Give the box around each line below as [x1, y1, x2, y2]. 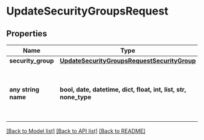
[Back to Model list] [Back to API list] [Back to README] [6, 127, 146, 135]
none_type [59, 93, 92, 101]
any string [9, 85, 39, 93]
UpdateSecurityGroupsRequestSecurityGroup [59, 56, 196, 65]
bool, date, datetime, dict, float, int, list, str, [59, 85, 186, 93]
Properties [6, 28, 47, 39]
